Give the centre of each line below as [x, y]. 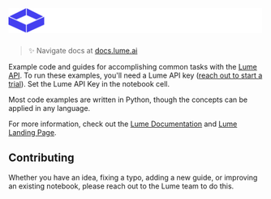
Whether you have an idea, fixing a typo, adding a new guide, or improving [133, 177]
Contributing [41, 158]
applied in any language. [49, 108]
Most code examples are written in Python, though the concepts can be [128, 99]
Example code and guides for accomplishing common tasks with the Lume [133, 66]
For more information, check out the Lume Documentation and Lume [123, 124]
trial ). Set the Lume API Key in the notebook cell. [89, 83]
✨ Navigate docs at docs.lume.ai [83, 50]
